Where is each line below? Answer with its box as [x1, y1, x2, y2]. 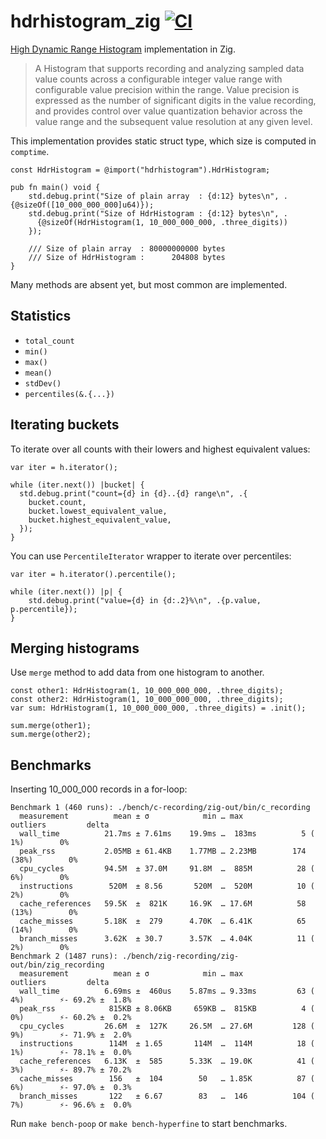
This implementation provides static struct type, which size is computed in [10, 135, 317, 147]
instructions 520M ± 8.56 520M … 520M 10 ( [19, 881, 315, 892]
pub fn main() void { [10, 182, 101, 192]
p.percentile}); [10, 604, 78, 614]
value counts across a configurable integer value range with [34, 73, 283, 85]
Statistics [10, 308, 72, 325]
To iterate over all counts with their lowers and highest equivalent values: [10, 443, 311, 455]
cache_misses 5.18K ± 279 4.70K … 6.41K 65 [19, 916, 307, 927]
